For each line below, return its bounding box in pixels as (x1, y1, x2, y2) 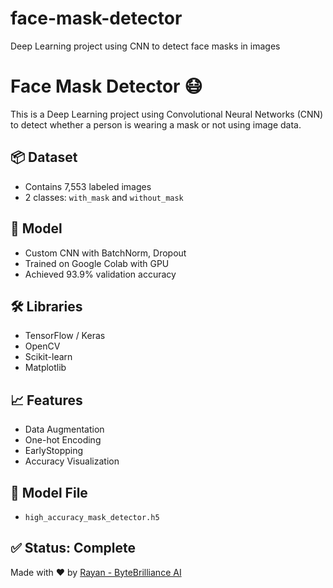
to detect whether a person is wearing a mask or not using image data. (10, 118, 302, 131)
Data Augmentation (24, 423, 105, 436)
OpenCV (24, 340, 61, 352)
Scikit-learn (24, 351, 73, 363)
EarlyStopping (24, 445, 84, 457)
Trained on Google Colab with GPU (24, 257, 170, 269)
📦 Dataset (10, 149, 78, 166)
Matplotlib (24, 362, 67, 374)
